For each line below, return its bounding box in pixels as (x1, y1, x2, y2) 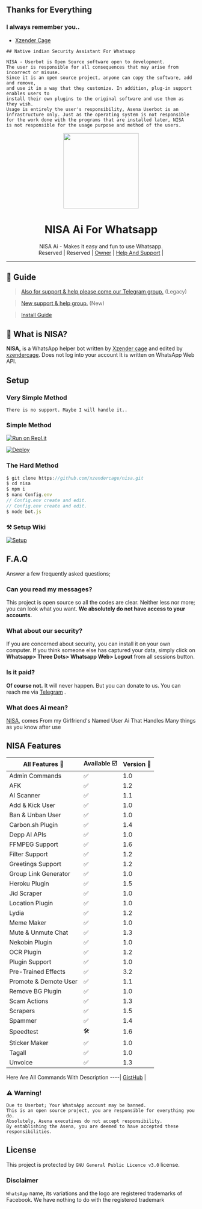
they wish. (6, 101, 34, 107)
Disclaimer (6, 1176, 38, 1184)
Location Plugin (9, 899, 54, 907)
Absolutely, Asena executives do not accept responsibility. (6, 1118, 163, 1125)
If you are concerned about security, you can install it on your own (6, 640, 171, 647)
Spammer (9, 1016, 37, 1025)
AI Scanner (9, 791, 41, 799)
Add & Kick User (9, 801, 56, 809)
